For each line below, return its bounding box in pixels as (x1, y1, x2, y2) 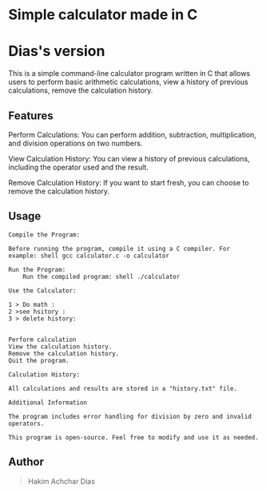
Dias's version (8, 42, 105, 61)
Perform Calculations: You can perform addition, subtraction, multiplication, (8, 129, 257, 139)
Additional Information (8, 398, 88, 407)
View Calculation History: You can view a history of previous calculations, (8, 153, 250, 163)
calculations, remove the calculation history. (8, 85, 153, 95)
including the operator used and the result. (8, 162, 149, 172)
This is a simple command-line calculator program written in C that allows (8, 69, 251, 78)
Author (8, 455, 44, 469)
